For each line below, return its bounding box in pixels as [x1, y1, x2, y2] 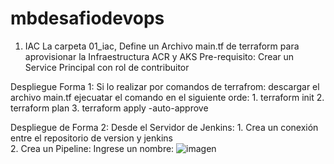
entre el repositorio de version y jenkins [10, 132, 174, 144]
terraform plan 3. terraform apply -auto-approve [10, 102, 209, 114]
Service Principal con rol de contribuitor [24, 61, 190, 73]
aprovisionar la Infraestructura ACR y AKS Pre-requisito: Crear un [24, 50, 295, 62]
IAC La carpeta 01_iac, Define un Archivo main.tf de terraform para [24, 40, 300, 52]
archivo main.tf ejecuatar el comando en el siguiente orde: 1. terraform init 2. [10, 91, 325, 103]
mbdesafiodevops [10, 7, 165, 30]
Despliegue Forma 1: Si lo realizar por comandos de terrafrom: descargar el [10, 80, 320, 92]
